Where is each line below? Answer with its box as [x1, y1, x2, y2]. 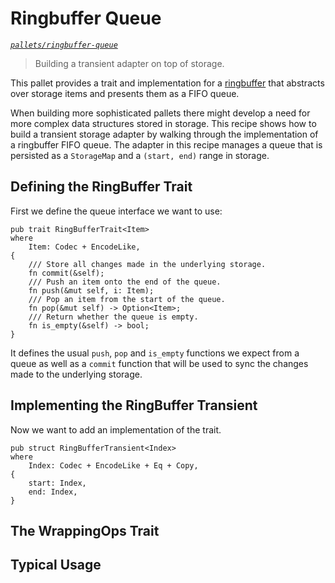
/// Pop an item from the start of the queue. [28, 294, 226, 304]
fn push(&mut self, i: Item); [28, 285, 155, 296]
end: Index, [28, 487, 78, 497]
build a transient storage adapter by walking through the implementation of [10, 128, 319, 140]
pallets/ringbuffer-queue [10, 40, 118, 50]
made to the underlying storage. [10, 368, 143, 380]
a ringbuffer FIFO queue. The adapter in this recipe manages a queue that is [10, 138, 323, 151]
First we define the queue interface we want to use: [10, 205, 223, 217]
